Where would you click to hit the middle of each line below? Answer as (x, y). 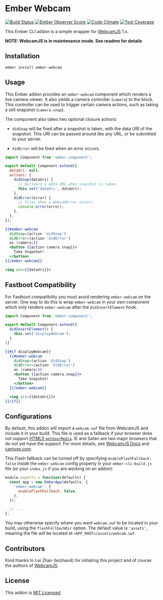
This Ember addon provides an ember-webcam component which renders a (78, 94)
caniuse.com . (19, 449)
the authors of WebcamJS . (32, 565)
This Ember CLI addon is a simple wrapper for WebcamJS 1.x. (67, 31)
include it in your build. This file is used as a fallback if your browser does (79, 433)
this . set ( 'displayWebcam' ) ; (42, 334)
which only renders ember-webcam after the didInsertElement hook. (71, 307)
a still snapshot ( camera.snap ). (35, 110)
